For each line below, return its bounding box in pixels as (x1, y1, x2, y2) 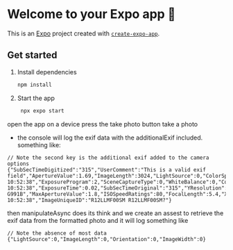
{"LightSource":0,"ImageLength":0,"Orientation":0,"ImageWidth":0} (7, 235, 207, 242)
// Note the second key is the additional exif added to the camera (7, 154, 209, 161)
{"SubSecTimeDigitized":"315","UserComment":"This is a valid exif (7, 166, 207, 173)
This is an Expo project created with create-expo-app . (7, 29, 160, 37)
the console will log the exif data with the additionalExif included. (17, 133, 203, 142)
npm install (17, 81, 52, 88)
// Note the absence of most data (7, 229, 107, 237)
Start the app (17, 94, 55, 102)
